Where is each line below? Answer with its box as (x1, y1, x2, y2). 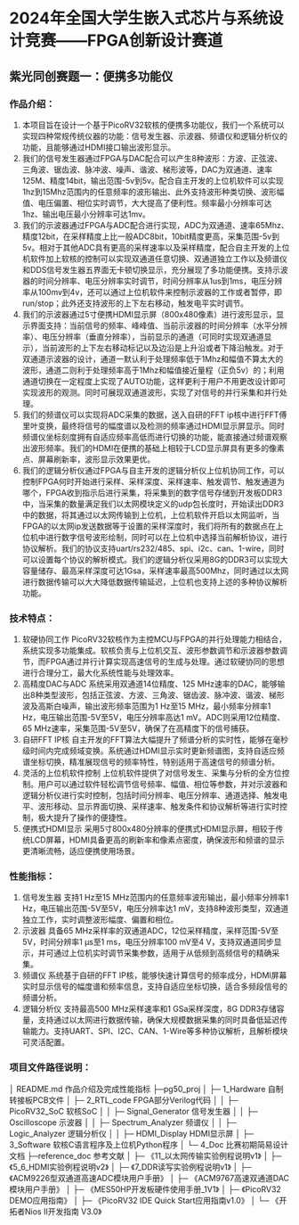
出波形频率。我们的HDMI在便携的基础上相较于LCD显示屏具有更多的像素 (21, 442, 285, 453)
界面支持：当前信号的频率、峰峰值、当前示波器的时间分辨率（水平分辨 (29, 320, 287, 331)
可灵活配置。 (21, 1037, 69, 1048)
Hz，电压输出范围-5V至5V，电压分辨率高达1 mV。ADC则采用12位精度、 (21, 712, 286, 723)
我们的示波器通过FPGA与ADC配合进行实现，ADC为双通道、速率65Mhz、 (21, 219, 289, 230)
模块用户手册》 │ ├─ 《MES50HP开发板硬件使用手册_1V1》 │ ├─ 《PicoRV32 (9, 1183, 282, 1195)
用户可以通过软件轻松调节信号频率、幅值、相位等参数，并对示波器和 (37, 779, 287, 790)
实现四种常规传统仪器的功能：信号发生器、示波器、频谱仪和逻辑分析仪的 (21, 130, 287, 141)
